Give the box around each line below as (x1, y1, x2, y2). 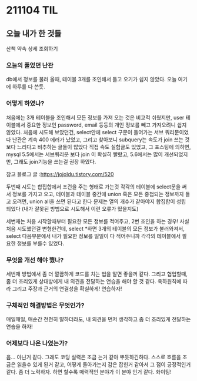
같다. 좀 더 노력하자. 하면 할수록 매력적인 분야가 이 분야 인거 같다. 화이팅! (6, 369, 172, 376)
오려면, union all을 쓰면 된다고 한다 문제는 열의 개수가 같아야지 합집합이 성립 (12, 198, 186, 205)
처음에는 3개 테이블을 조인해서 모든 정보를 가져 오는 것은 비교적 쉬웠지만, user (6, 114, 185, 121)
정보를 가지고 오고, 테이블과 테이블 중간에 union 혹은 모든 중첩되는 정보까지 (12, 190, 184, 197)
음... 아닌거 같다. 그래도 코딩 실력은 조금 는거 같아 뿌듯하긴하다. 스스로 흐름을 (6, 354, 181, 361)
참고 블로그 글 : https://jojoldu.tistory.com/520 (6, 170, 114, 177)
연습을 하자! (6, 323, 34, 330)
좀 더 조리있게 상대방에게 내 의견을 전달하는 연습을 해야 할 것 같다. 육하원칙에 (6, 277, 182, 284)
